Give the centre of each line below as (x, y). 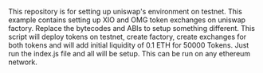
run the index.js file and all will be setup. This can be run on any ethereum (130, 54)
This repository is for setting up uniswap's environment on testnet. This (126, 12)
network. (23, 62)
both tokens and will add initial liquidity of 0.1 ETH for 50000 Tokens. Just (129, 45)
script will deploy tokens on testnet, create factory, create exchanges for (128, 36)
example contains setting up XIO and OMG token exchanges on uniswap (127, 20)
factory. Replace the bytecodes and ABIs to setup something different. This (131, 28)
